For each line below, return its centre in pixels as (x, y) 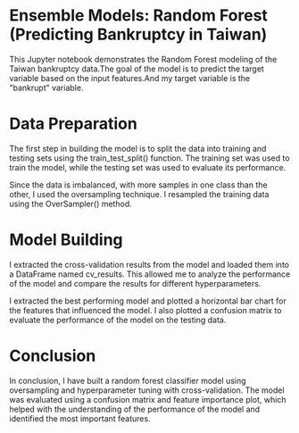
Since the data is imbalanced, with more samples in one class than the (138, 185)
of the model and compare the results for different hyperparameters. (135, 283)
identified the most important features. (80, 418)
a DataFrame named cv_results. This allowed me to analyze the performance (150, 274)
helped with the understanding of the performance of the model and (135, 409)
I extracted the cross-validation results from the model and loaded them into (149, 264)
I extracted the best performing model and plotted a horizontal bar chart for (148, 301)
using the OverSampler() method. (71, 204)
